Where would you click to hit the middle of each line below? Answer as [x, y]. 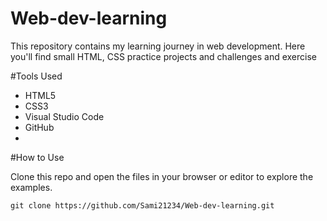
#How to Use [37, 157]
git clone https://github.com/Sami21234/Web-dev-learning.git [142, 205]
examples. [31, 187]
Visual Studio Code [64, 116]
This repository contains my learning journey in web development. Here [158, 46]
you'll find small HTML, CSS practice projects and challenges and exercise [163, 56]
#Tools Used [36, 76]
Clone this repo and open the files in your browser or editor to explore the [162, 176]
